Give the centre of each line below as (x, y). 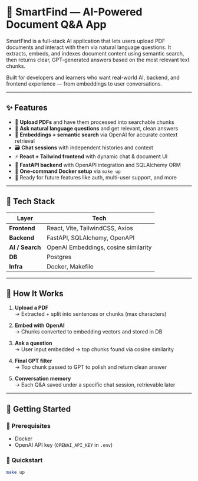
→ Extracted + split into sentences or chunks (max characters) (90, 314)
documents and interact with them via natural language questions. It (89, 47)
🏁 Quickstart (24, 460)
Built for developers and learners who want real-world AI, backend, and (93, 77)
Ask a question (33, 343)
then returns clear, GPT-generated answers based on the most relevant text (98, 60)
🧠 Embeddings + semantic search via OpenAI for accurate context (96, 135)
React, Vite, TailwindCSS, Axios (90, 228)
